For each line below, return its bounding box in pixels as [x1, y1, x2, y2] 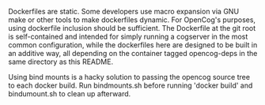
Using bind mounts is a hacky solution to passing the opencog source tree [8, 73, 251, 81]
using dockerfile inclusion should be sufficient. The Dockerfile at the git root [8, 24, 256, 32]
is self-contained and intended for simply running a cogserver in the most [8, 32, 248, 41]
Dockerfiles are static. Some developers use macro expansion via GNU [8, 7, 240, 16]
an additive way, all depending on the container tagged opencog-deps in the [8, 49, 258, 58]
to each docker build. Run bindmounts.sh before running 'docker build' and [8, 81, 253, 90]
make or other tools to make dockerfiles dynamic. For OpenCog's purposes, [8, 15, 256, 24]
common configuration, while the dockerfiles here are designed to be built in [8, 40, 258, 50]
